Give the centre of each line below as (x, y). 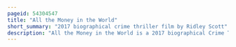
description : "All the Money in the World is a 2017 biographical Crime (116, 33)
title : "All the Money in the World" (63, 20)
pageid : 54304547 (33, 13)
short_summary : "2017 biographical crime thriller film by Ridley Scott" (118, 26)
